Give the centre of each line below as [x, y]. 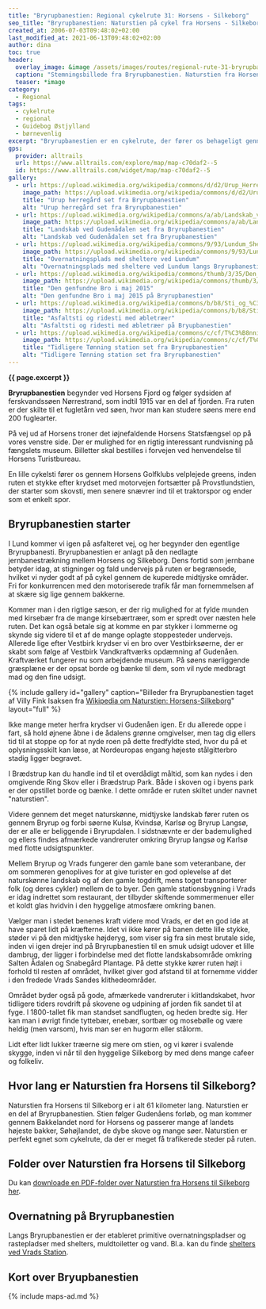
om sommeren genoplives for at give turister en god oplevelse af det [120, 871]
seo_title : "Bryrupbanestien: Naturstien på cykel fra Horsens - [118, 23]
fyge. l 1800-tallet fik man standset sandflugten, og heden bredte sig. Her [128, 1011]
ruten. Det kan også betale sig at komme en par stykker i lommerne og [123, 626]
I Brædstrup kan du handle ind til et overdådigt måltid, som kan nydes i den [131, 773]
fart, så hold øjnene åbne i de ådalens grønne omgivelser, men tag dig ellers [132, 733]
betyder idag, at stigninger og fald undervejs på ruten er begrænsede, [122, 569]
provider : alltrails [49, 155]
